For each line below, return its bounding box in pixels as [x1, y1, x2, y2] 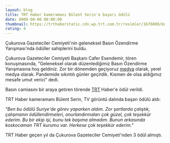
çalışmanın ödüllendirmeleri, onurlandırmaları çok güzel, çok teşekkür [5, 112, 151, 118]
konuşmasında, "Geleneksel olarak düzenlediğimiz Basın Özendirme [5, 61, 147, 67]
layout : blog [5, 7, 33, 13]
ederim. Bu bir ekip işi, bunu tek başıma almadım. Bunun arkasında [5, 117, 145, 123]
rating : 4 [5, 26, 26, 31]
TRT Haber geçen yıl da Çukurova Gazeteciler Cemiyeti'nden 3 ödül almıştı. [5, 132, 162, 138]
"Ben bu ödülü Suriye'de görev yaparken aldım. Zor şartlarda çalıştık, [5, 106, 150, 112]
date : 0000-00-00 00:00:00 [5, 17, 62, 22]
